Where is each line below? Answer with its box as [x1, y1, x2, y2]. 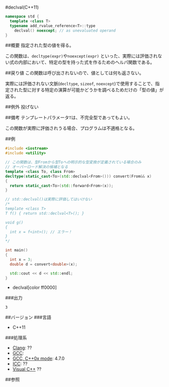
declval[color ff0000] [12, 284, 57, 291]
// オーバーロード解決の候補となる [5, 164, 68, 169]
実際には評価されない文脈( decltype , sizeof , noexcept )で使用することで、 [5, 80, 155, 87]
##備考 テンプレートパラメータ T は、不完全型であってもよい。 [5, 115, 133, 121]
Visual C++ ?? [12, 366, 42, 372]
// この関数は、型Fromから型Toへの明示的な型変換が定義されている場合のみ [5, 160, 142, 165]
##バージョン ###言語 [5, 314, 51, 321]
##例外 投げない [5, 104, 39, 110]
